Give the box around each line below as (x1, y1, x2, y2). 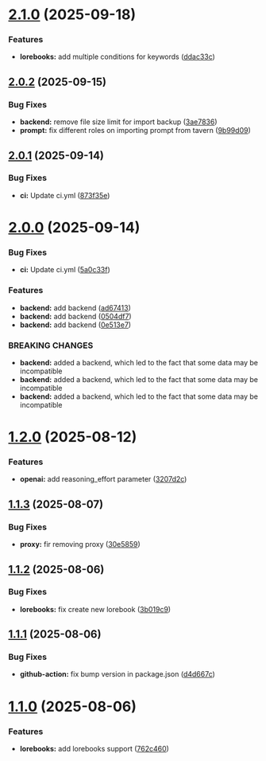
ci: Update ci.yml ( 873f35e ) (19, 190, 110, 200)
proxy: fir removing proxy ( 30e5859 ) (19, 540, 141, 549)
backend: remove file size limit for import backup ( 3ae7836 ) (19, 117, 218, 127)
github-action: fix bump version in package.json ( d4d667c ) (19, 669, 216, 679)
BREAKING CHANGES (8, 340, 94, 351)
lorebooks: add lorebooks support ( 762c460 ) (19, 743, 169, 753)
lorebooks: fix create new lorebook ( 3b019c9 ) (19, 604, 172, 614)
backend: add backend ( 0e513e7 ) (19, 320, 132, 330)
